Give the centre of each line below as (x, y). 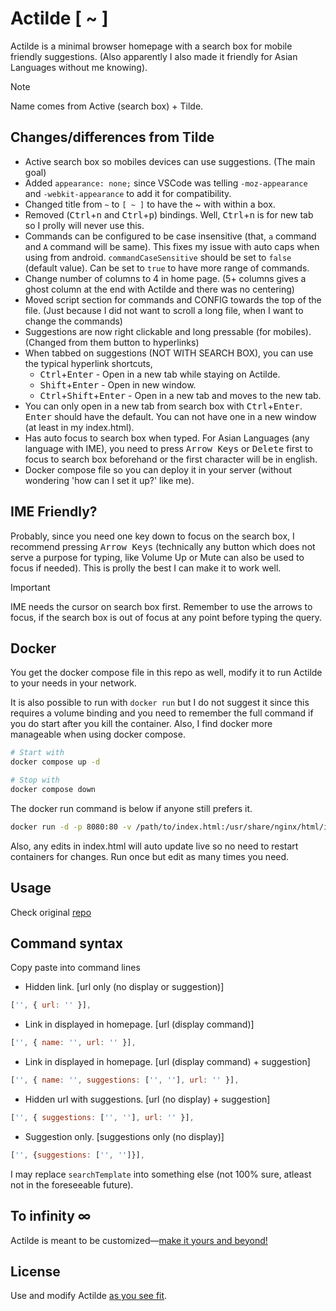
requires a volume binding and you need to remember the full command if (162, 713)
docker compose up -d (55, 762)
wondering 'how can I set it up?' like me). (109, 480)
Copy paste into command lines (75, 968)
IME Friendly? (54, 512)
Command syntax (66, 943)
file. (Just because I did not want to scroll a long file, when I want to (164, 310)
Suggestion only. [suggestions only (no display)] (124, 1136)
